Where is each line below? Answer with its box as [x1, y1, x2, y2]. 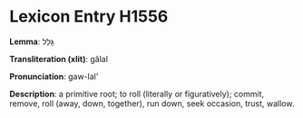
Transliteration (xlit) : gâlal [9, 53, 109, 64]
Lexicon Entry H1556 [9, 6, 169, 27]
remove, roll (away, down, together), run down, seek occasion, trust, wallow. [9, 97, 295, 109]
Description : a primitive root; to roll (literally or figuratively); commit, [9, 88, 265, 99]
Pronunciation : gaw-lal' [9, 70, 99, 82]
